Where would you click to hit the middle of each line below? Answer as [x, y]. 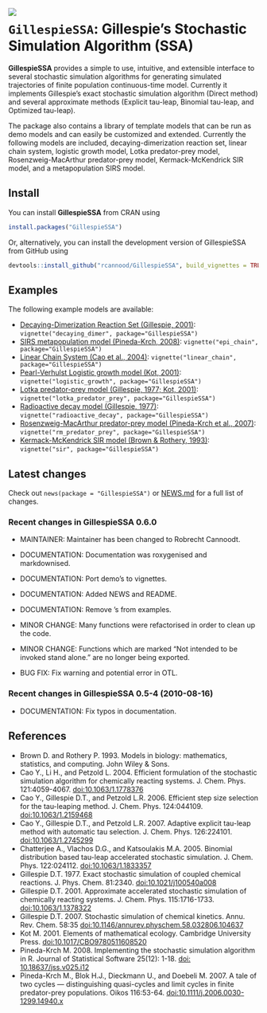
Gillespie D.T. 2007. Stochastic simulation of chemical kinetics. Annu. [132, 916]
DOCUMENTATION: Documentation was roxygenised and [113, 555]
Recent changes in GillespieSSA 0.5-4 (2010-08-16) [111, 693]
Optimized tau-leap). [42, 110]
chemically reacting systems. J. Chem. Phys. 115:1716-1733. [117, 899]
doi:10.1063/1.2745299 [56, 840]
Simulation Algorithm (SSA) [101, 46]
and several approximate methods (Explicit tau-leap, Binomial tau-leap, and [131, 102]
